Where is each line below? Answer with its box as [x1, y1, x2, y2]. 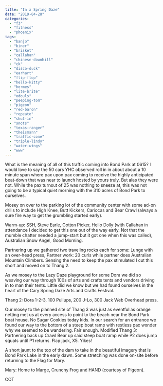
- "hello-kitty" [9, 80, 42, 85]
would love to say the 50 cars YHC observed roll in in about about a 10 [5, 167, 146, 172]
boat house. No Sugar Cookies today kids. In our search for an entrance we [5, 317, 157, 322]
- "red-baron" [9, 107, 38, 112]
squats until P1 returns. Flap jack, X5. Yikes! [5, 338, 92, 343]
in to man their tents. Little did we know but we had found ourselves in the [5, 282, 153, 288]
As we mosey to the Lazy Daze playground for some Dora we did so [5, 272, 141, 278]
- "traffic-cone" [9, 134, 45, 139]
